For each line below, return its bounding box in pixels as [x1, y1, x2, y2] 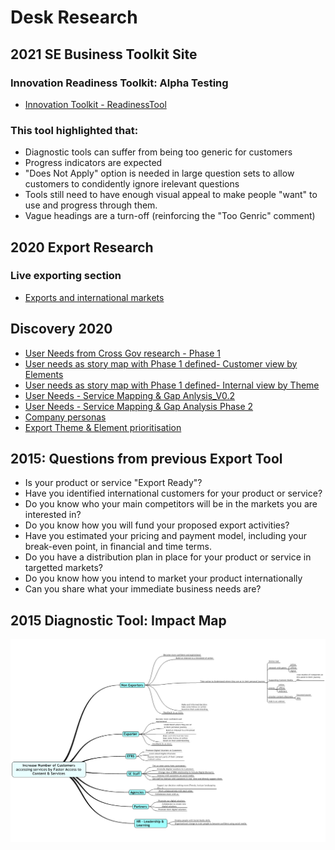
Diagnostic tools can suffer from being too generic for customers [24, 146, 293, 158]
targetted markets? [24, 562, 103, 574]
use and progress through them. [24, 199, 158, 211]
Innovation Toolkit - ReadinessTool [24, 98, 167, 110]
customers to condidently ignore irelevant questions [24, 178, 240, 190]
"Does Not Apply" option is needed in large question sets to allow [24, 167, 295, 180]
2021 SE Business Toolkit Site [10, 46, 198, 63]
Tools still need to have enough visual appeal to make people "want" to [24, 189, 318, 201]
